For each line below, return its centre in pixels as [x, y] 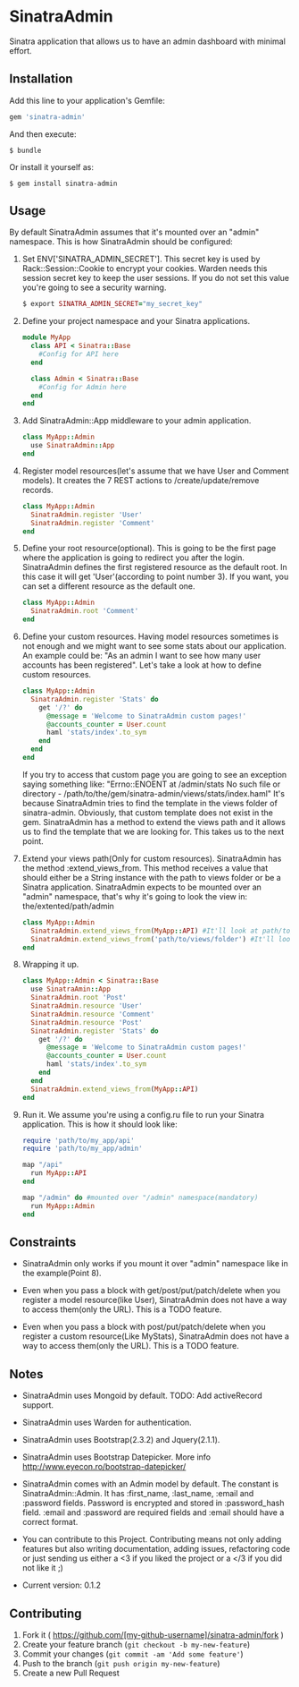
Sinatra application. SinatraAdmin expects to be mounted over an [141, 887]
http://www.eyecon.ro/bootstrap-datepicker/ [104, 1467]
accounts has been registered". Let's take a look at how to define [141, 665]
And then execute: [43, 134]
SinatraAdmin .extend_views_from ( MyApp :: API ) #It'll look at [145, 931]
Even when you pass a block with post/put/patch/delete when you [144, 1327]
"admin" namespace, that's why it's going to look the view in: [135, 896]
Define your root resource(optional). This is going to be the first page [149, 549]
